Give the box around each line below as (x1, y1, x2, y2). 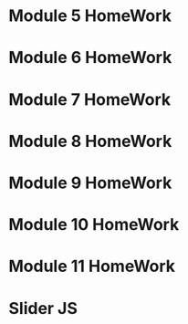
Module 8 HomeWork (8, 131, 172, 152)
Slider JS (8, 298, 78, 319)
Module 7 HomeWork (8, 89, 171, 110)
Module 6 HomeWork (8, 47, 172, 68)
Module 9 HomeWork (8, 172, 172, 193)
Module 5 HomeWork (8, 5, 172, 26)
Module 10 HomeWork (8, 214, 180, 235)
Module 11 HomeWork (8, 256, 175, 277)
